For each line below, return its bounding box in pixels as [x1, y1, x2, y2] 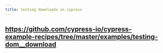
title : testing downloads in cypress [5, 7, 82, 12]
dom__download [5, 40, 56, 49]
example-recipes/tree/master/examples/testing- [5, 33, 158, 41]
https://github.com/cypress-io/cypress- [5, 25, 132, 34]
